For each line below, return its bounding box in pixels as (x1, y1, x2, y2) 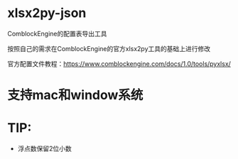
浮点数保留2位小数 (17, 144, 72, 153)
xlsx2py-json (7, 5, 87, 21)
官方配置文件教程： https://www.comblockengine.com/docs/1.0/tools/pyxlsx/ (7, 59, 231, 68)
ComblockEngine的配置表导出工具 (7, 29, 108, 38)
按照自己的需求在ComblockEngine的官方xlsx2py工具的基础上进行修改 (7, 44, 211, 53)
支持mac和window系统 (7, 87, 144, 104)
